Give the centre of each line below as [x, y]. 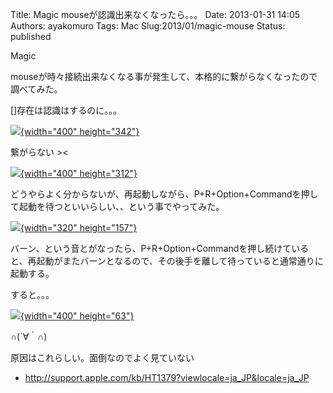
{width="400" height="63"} [77, 316]
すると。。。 [32, 294]
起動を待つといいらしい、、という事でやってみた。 [121, 206]
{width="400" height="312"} [79, 173]
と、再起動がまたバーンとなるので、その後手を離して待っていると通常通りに [167, 261]
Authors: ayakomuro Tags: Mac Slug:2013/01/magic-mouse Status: [148, 26]
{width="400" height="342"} [80, 131]
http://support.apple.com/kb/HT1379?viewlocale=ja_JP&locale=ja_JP [167, 377]
